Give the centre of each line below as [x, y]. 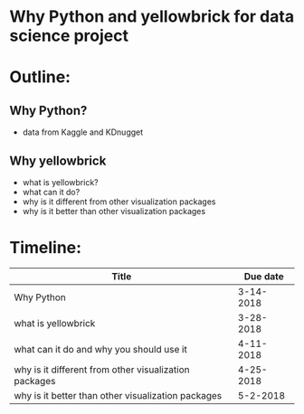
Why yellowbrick [58, 160]
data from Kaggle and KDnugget [83, 132]
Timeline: [46, 248]
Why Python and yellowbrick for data [152, 17]
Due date [264, 276]
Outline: [40, 77]
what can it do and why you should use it [100, 349]
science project [69, 36]
